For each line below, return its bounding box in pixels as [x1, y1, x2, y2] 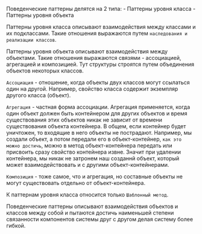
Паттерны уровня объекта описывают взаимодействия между [6, 48, 168, 55]
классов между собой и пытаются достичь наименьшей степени [6, 209, 174, 216]
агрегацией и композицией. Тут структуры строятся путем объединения [6, 60, 195, 68]
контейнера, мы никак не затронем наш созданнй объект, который [6, 155, 180, 162]
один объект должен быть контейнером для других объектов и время [6, 110, 188, 117]
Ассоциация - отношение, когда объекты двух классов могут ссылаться [6, 79, 190, 86]
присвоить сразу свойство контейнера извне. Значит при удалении [6, 148, 181, 155]
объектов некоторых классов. [6, 67, 84, 74]
